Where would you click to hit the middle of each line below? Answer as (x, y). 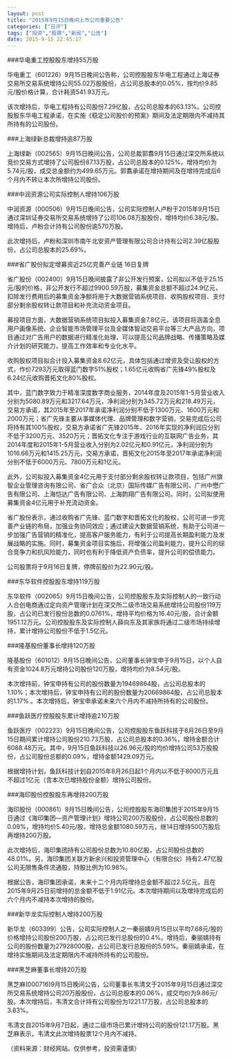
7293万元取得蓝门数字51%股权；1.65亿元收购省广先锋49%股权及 (123, 369)
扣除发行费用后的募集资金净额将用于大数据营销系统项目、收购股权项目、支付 (116, 297)
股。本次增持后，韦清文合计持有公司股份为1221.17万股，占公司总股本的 (108, 1001)
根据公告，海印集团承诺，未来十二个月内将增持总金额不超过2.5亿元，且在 (112, 882)
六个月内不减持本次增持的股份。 (52, 900)
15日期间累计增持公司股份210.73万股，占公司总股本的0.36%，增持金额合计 (114, 739)
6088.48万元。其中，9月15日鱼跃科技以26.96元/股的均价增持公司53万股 (110, 748)
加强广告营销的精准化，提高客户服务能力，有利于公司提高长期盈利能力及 (116, 535)
